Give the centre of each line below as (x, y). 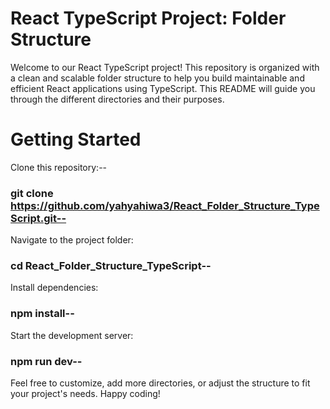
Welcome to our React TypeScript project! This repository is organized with (165, 67)
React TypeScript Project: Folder (148, 18)
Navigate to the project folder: (72, 240)
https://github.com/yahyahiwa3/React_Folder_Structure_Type (165, 205)
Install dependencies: (54, 288)
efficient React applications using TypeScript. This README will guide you (163, 88)
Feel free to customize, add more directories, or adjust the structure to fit (160, 383)
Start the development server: (72, 335)
